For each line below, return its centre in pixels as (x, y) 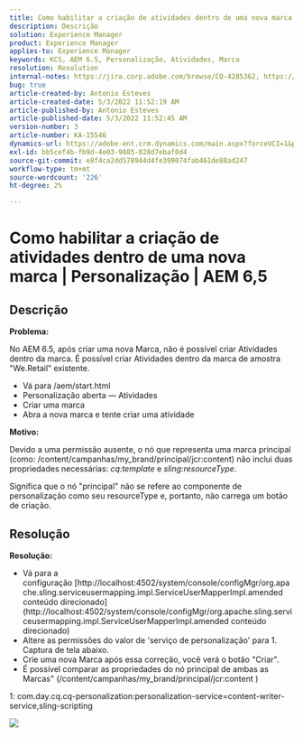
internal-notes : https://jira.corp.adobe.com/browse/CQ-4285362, (134, 77)
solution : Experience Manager (66, 34)
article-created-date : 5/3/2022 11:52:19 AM (94, 102)
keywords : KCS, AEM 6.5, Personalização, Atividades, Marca (125, 60)
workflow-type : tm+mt (50, 169)
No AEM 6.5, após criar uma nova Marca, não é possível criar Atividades (143, 350)
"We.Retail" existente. (50, 368)
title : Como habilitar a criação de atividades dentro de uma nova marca (151, 18)
